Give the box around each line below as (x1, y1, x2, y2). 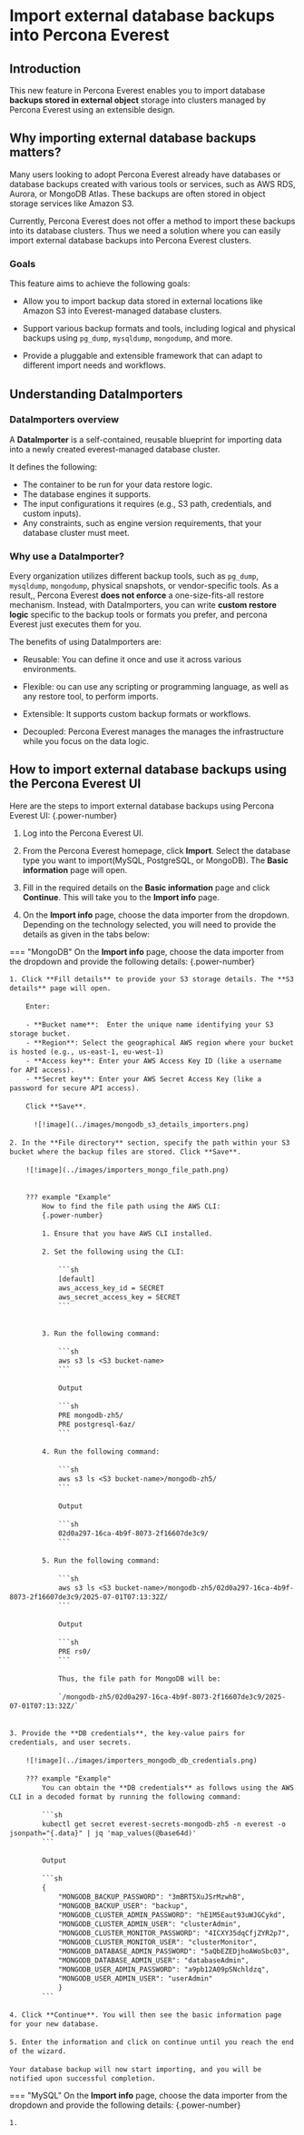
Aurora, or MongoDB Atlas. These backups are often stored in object (9, 188, 266, 199)
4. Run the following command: (42, 1446, 161, 1456)
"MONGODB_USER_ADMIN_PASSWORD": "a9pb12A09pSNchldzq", (57, 1964, 270, 1974)
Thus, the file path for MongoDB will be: (57, 1673, 221, 1683)
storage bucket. (9, 1028, 71, 1038)
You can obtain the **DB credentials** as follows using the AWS (42, 1782, 295, 1792)
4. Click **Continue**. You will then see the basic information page (9, 2010, 282, 2020)
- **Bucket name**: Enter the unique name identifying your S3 (25, 1019, 274, 1029)
